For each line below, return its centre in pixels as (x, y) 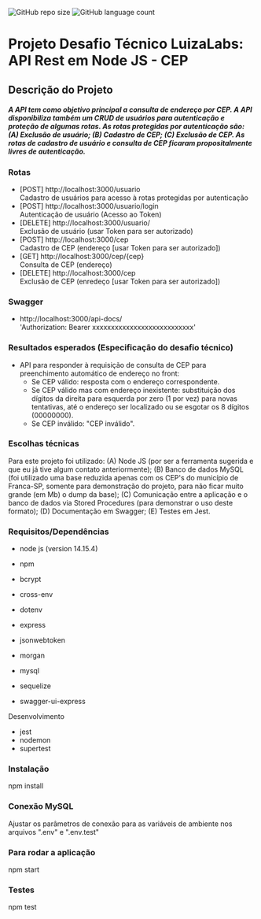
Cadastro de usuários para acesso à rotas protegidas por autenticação (134, 198)
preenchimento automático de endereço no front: (99, 373)
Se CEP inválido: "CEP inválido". (83, 423)
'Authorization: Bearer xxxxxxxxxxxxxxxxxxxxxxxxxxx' (108, 328)
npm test (22, 907)
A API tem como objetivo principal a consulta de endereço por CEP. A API (130, 109)
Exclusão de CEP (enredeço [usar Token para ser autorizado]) (120, 281)
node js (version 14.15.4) (59, 549)
